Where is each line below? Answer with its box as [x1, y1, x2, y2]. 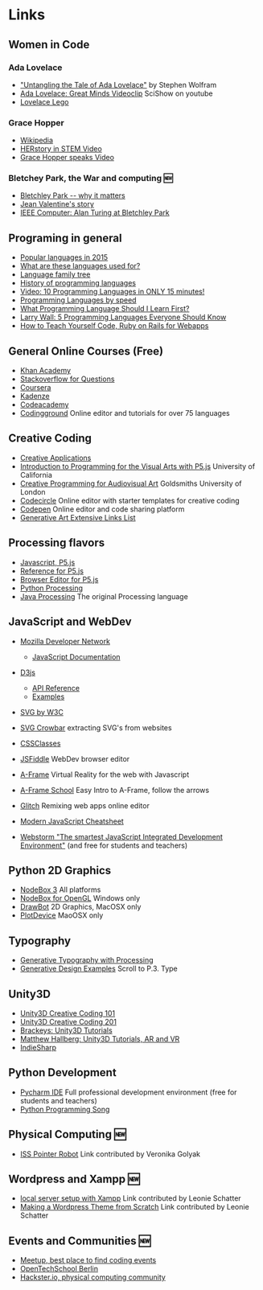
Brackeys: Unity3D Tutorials [19, 1025, 113, 1035]
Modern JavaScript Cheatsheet [19, 816, 125, 826]
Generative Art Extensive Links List [19, 512, 136, 522]
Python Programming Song [19, 1104, 110, 1114]
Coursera [19, 383, 51, 392]
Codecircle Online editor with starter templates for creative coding [19, 495, 240, 505]
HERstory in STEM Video [19, 144, 102, 154]
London [19, 487, 46, 496]
